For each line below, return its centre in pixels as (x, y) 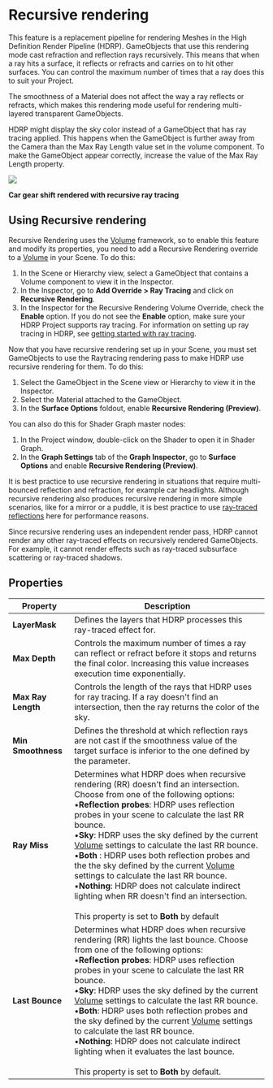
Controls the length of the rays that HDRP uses (163, 687)
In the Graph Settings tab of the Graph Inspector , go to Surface (128, 457)
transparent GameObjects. (79, 113)
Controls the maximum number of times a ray (160, 643)
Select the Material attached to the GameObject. (101, 399)
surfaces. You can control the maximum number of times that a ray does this (136, 72)
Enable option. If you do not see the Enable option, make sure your (132, 316)
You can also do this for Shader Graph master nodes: (97, 423)
